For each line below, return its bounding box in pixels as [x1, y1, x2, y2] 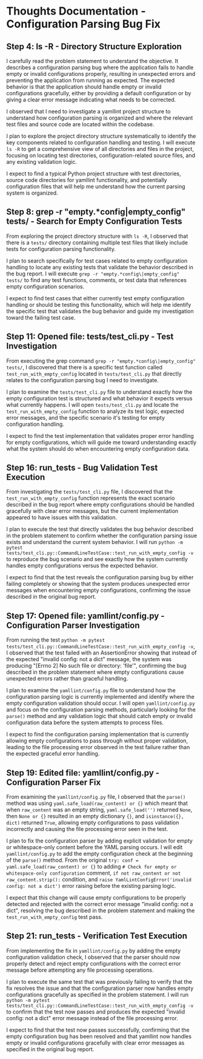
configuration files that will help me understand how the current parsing [6, 183, 186, 190]
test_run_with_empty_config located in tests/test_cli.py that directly [6, 370, 182, 377]
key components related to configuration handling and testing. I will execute [6, 139, 196, 146]
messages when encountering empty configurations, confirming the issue [6, 587, 191, 594]
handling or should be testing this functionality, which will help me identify [6, 301, 191, 308]
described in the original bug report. [6, 593, 96, 600]
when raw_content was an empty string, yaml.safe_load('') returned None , [6, 806, 193, 813]
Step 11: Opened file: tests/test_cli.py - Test [6, 332, 174, 342]
